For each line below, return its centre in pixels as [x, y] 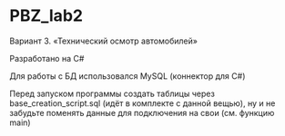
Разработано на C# [47, 58]
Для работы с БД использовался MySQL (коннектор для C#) [127, 76]
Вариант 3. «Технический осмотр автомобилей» [104, 41]
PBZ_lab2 [46, 16]
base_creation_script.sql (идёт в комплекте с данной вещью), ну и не [142, 103]
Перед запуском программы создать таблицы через [112, 93]
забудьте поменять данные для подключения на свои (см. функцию [142, 112]
